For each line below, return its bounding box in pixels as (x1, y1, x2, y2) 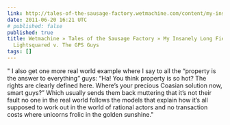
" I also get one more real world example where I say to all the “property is (7, 66, 216, 75)
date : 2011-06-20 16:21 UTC (7, 16, 88, 23)
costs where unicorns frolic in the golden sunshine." (7, 110, 154, 118)
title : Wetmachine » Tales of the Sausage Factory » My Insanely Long (7, 36, 213, 42)
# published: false (7, 23, 63, 29)
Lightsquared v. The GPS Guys (13, 42, 99, 48)
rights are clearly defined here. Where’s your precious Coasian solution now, (7, 81, 222, 89)
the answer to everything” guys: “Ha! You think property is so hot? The (7, 74, 207, 82)
